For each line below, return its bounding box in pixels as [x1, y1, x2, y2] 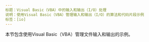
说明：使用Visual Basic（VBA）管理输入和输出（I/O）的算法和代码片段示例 [5, 12, 144, 17]
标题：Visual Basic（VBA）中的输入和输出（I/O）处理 [5, 7, 107, 13]
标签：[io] [5, 17, 26, 22]
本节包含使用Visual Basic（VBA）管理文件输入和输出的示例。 [5, 31, 133, 37]
